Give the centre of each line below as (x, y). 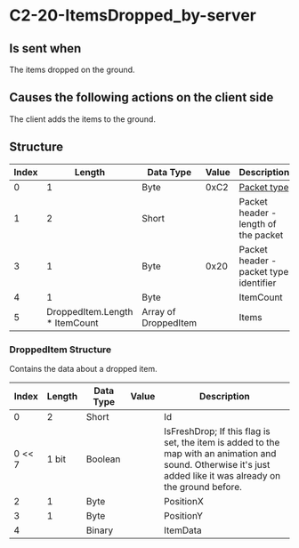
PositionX (184, 501)
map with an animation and (220, 453)
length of (258, 223)
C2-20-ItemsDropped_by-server (133, 16)
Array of (159, 311)
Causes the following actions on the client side (141, 97)
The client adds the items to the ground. (82, 119)
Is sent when (45, 48)
